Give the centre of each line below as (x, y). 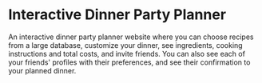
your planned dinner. (42, 70)
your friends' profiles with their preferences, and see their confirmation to (129, 62)
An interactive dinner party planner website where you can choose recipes (131, 37)
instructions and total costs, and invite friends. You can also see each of (127, 53)
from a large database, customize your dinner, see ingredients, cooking (125, 45)
